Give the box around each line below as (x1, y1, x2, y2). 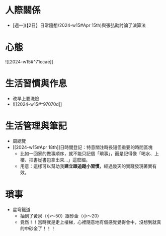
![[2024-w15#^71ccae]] (5, 58, 54, 64)
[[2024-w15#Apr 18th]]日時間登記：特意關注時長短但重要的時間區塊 (12, 144, 153, 150)
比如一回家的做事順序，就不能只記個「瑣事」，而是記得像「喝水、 (20, 150, 155, 156)
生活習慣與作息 (5, 78, 67, 90)
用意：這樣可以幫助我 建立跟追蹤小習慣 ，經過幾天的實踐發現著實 (20, 163, 152, 169)
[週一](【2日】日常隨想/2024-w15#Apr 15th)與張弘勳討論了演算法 (12, 22, 146, 28)
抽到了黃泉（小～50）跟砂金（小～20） (20, 212, 102, 219)
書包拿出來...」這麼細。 (42, 156, 91, 163)
